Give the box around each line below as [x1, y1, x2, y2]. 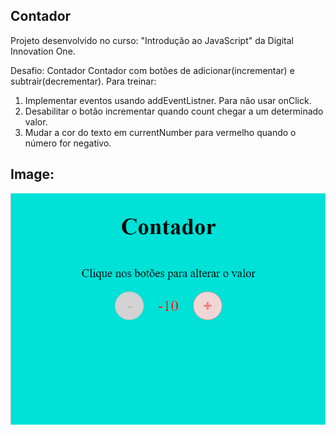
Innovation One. [10, 45, 76, 57]
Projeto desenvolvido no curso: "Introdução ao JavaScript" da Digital [10, 34, 294, 46]
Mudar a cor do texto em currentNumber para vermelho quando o [24, 126, 297, 138]
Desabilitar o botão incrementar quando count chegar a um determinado [24, 105, 324, 117]
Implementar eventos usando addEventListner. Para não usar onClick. [24, 94, 312, 106]
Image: [10, 166, 55, 183]
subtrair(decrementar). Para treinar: [10, 75, 157, 87]
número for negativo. [24, 137, 112, 149]
